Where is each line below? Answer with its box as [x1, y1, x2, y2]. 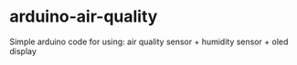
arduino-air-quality [9, 6, 158, 27]
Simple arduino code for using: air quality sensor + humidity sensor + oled [9, 36, 289, 47]
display [9, 45, 37, 56]
